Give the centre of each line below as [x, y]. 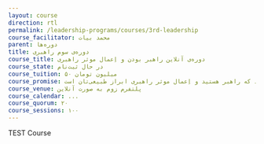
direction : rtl [33, 23]
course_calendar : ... [44, 96]
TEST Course [30, 133]
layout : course [33, 15]
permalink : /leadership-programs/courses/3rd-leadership [103, 30]
